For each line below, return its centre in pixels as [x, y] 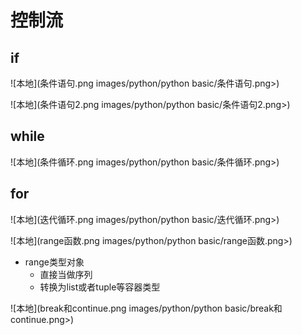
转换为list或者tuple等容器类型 [100, 287]
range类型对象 [54, 262]
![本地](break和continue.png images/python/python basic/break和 [146, 308]
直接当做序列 [66, 274]
